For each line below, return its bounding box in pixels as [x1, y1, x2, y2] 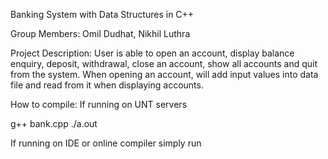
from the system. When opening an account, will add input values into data [10, 69, 319, 80]
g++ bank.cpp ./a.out [10, 118, 98, 129]
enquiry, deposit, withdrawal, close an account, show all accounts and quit [10, 58, 318, 69]
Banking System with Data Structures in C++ [10, 9, 195, 20]
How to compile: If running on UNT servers [10, 99, 188, 110]
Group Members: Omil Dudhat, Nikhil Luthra [10, 28, 191, 39]
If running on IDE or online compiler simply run [10, 137, 202, 149]
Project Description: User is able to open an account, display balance [10, 47, 295, 59]
